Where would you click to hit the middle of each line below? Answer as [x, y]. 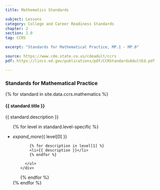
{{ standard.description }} [32, 117]
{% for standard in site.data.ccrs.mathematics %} [57, 94]
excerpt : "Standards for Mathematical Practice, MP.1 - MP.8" [72, 47]
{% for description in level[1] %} [67, 146]
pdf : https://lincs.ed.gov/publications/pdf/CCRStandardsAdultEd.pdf [80, 61]
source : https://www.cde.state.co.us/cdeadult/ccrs [61, 56]
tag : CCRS [16, 38]
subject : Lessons [24, 19]
